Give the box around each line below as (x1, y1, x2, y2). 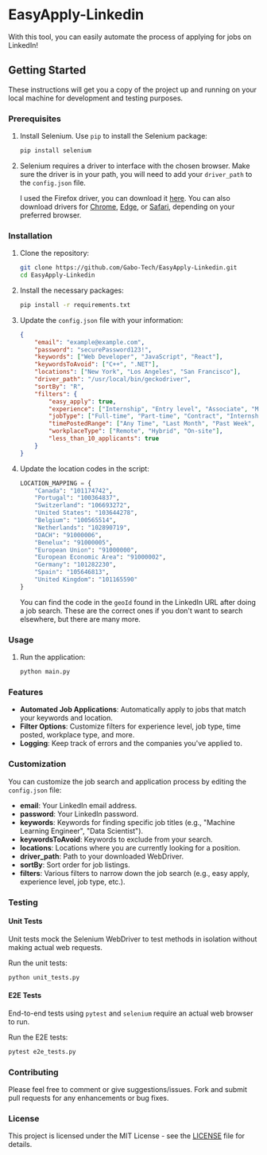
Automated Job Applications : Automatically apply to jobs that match (19, 705, 246, 714)
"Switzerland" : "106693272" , (34, 501, 131, 509)
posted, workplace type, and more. (19, 730, 135, 740)
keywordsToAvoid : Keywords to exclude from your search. (19, 835, 213, 844)
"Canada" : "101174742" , (34, 486, 113, 495)
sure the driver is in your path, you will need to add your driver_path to (19, 169, 253, 179)
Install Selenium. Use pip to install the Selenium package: (19, 132, 208, 141)
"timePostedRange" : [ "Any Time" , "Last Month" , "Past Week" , (48, 420, 256, 428)
